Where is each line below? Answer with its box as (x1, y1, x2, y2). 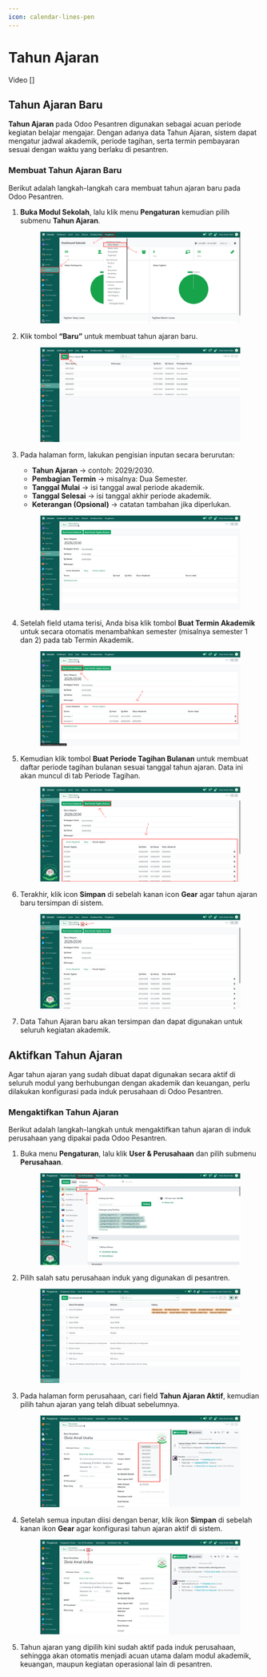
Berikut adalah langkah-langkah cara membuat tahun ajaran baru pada (8, 183, 241, 192)
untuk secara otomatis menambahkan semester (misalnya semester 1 (19, 626, 248, 636)
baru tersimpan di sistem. (19, 898, 104, 908)
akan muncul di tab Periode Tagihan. (19, 771, 141, 781)
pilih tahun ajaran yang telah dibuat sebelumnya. (19, 1399, 180, 1409)
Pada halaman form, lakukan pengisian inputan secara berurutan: (19, 450, 235, 460)
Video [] (8, 74, 35, 84)
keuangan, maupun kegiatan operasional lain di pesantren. (19, 1659, 213, 1669)
